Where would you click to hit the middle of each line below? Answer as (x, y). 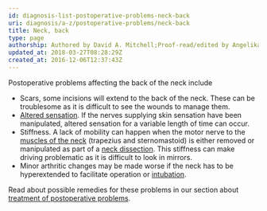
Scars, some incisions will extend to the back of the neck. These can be (137, 98)
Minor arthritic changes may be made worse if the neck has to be (127, 166)
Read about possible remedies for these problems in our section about (124, 190)
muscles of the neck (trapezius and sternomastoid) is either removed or (137, 140)
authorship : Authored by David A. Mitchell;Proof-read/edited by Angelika (135, 45)
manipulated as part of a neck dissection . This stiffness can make (127, 149)
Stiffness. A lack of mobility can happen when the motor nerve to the (132, 131)
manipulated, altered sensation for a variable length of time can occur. (135, 123)
